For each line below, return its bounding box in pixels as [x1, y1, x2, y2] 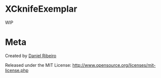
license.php [5, 67, 29, 73]
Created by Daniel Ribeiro [5, 53, 57, 58]
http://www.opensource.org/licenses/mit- [72, 62, 156, 68]
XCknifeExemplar [5, 3, 78, 15]
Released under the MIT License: [5, 62, 72, 68]
